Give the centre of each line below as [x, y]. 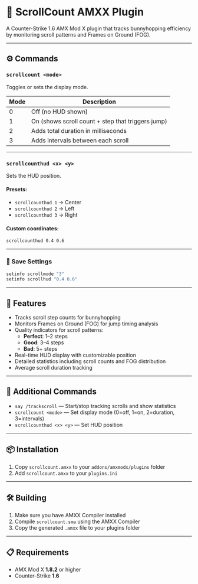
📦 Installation [32, 450]
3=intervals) [29, 418]
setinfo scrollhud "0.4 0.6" [42, 279]
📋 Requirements [37, 552]
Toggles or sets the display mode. [47, 87]
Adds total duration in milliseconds [79, 130]
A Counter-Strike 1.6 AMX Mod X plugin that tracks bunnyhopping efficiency [99, 28]
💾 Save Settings [29, 262]
